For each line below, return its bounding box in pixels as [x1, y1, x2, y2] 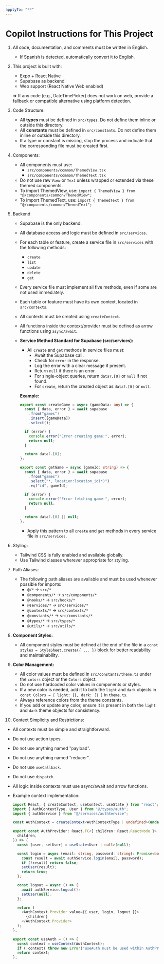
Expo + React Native [19, 73, 61, 79]
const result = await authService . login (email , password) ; [21, 856, 144, 860]
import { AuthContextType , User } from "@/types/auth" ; [12, 807, 128, 812]
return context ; [17, 950, 50, 955]
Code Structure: [12, 107, 45, 113]
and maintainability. [19, 652, 59, 658]
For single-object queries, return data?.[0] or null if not [34, 373, 147, 379]
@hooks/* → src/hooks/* [27, 597, 75, 602]
